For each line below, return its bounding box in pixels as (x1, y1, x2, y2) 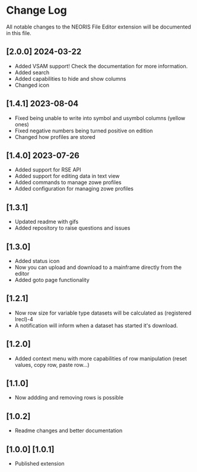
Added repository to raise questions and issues (14, 224, 131, 232)
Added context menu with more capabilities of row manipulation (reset (14, 354, 187, 362)
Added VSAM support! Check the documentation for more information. (14, 62, 188, 69)
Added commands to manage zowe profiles (14, 179, 122, 186)
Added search (14, 69, 50, 76)
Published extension (14, 460, 65, 467)
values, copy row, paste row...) (14, 361, 90, 368)
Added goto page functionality (14, 277, 90, 283)
